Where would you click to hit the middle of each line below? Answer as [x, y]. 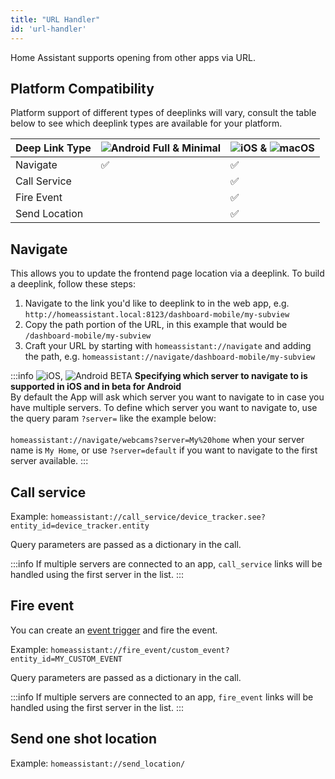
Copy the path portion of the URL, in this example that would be [156, 325]
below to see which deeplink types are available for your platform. [146, 123]
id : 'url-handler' [48, 29]
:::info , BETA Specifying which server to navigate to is [159, 376]
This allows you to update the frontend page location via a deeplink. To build [167, 273]
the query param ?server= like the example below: [113, 418]
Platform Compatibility [82, 88]
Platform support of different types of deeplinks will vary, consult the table [163, 113]
